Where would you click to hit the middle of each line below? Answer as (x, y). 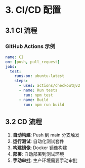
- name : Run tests (38, 90)
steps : (21, 81)
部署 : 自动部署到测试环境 (38, 154)
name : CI (14, 57)
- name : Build (34, 100)
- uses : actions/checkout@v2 (49, 86)
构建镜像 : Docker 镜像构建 (40, 148)
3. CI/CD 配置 (33, 10)
